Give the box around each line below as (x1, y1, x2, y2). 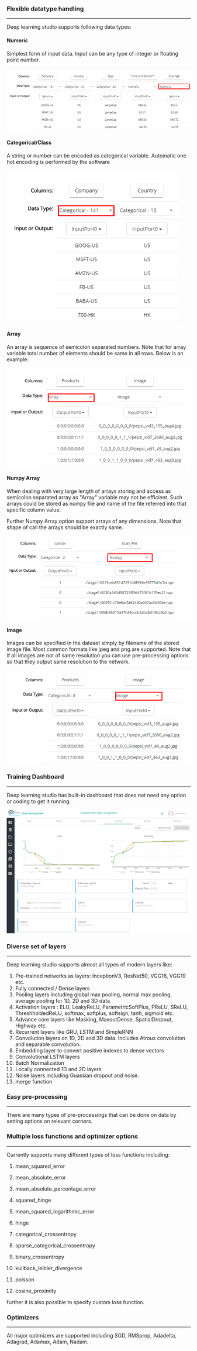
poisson (15, 1275, 34, 1283)
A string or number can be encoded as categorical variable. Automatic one (6, 152, 186, 159)
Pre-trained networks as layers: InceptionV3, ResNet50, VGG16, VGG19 (15, 972, 186, 979)
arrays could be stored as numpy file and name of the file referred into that (6, 500, 186, 507)
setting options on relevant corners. (6, 1117, 93, 1125)
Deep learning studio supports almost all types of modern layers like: (6, 961, 172, 968)
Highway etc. (15, 1022, 47, 1029)
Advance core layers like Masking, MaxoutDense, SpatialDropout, (15, 1016, 173, 1023)
